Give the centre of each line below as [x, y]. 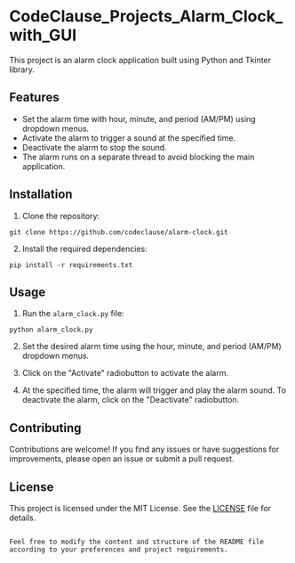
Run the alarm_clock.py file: [73, 314]
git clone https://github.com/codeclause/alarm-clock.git [119, 232]
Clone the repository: [61, 216]
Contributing [45, 428]
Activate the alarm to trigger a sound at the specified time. [129, 138]
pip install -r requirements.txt [71, 265]
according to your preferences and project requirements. [119, 550]
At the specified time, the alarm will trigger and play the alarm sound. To [154, 390]
